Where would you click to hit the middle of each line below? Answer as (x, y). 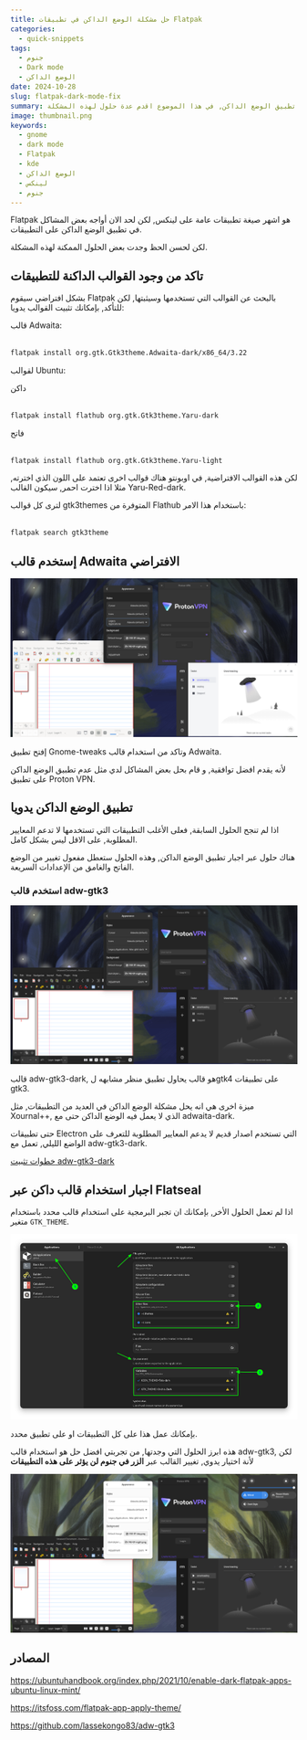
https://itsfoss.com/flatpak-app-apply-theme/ (96, 1707)
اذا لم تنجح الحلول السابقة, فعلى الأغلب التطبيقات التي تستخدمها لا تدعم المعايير (145, 829)
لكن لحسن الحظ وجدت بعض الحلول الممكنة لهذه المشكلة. (109, 248)
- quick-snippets (51, 38)
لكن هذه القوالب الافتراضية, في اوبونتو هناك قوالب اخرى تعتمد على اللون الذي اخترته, (154, 478)
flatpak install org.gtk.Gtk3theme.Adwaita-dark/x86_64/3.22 (129, 353)
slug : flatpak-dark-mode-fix (66, 96)
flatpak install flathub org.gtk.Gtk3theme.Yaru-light (117, 460)
